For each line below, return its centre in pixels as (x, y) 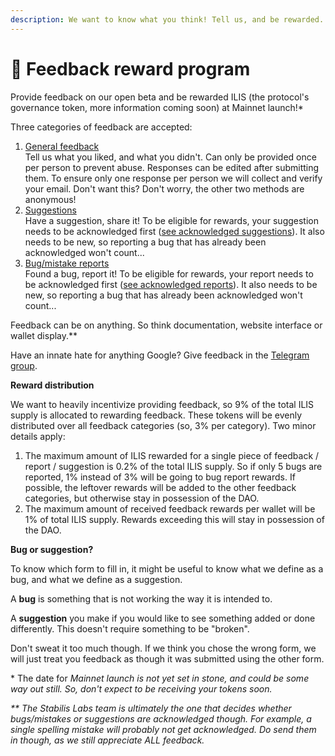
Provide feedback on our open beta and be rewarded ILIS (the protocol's (160, 97)
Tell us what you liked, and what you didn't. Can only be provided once (170, 157)
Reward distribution (52, 385)
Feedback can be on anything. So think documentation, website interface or (166, 325)
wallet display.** (44, 335)
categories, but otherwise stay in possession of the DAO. (142, 498)
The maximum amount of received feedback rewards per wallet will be (170, 508)
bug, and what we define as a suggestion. (96, 579)
